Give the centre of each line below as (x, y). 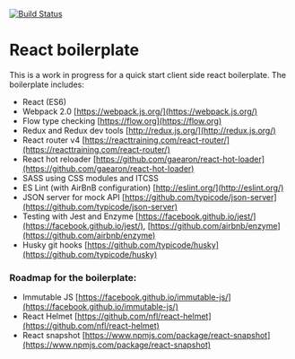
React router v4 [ (53, 140)
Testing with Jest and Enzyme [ (80, 216)
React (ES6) (44, 101)
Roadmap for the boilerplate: (73, 277)
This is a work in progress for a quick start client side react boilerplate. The (148, 74)
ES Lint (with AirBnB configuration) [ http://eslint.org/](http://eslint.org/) (153, 188)
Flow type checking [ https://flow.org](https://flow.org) (122, 120)
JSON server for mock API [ (74, 197)
